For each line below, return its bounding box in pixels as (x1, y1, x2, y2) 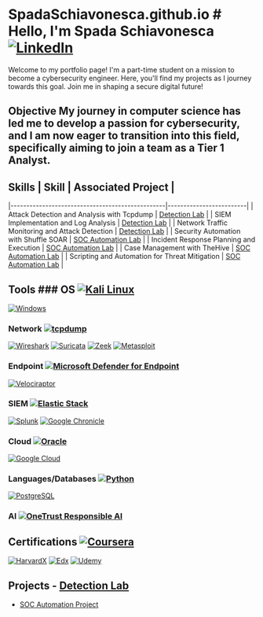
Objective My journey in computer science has (8, 105, 241, 118)
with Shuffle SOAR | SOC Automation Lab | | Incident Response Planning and (8, 235, 256, 245)
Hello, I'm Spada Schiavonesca (8, 22, 214, 40)
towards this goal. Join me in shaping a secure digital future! (8, 81, 204, 91)
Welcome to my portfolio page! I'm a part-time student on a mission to (8, 65, 235, 74)
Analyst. (8, 153, 51, 167)
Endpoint (8, 360, 44, 371)
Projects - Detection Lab (8, 578, 130, 592)
